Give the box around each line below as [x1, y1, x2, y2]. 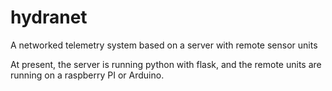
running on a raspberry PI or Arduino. [10, 69, 165, 81]
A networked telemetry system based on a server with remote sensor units [10, 39, 318, 51]
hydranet [10, 6, 88, 29]
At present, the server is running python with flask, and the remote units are [10, 58, 322, 70]
